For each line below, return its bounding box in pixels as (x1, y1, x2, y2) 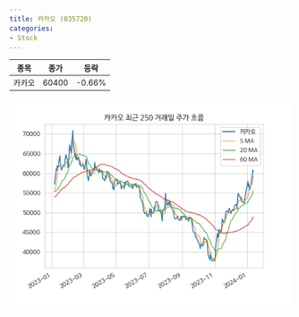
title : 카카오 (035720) (9, 14, 92, 23)
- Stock (9, 33, 38, 42)
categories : (9, 23, 54, 33)
